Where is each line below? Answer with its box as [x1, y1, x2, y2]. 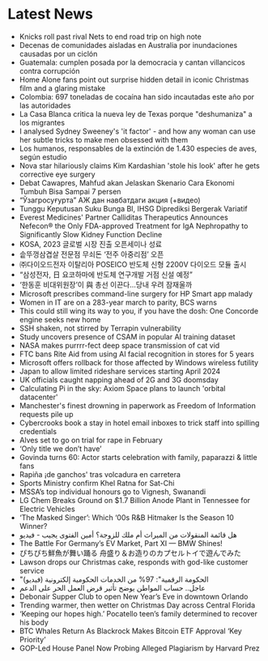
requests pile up [19, 409, 74, 419]
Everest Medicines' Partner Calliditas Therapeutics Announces [19, 212, 228, 222]
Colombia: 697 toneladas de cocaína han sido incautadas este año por [19, 92, 255, 101]
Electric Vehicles [19, 504, 75, 514]
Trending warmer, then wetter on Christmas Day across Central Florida [19, 600, 256, 610]
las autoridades [19, 100, 71, 110]
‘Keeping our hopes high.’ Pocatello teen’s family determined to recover [19, 608, 258, 618]
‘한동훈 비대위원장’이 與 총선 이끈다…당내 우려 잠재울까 [19, 279, 193, 289]
